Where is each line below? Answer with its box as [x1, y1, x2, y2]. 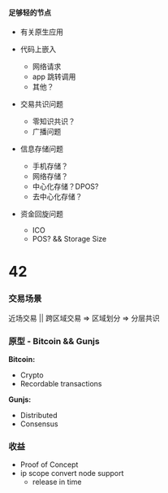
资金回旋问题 [19, 209, 63, 219]
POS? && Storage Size [32, 234, 107, 244]
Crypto [19, 370, 44, 380]
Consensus [19, 419, 58, 429]
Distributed [19, 410, 58, 420]
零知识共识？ [32, 116, 75, 126]
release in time [32, 477, 82, 487]
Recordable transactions [19, 378, 102, 388]
